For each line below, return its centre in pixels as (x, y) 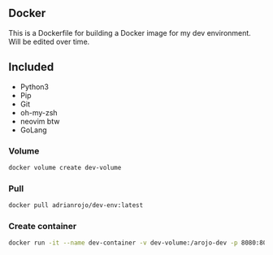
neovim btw (40, 121)
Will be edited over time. (49, 41)
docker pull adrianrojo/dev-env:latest (76, 205)
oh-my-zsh (39, 112)
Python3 (34, 86)
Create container (43, 226)
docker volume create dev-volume (65, 167)
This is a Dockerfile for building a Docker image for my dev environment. (130, 32)
